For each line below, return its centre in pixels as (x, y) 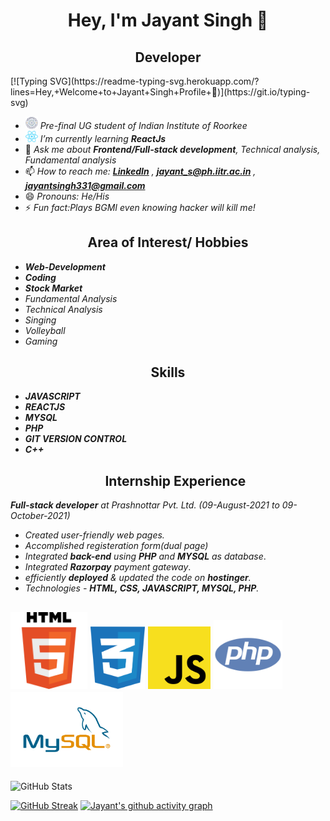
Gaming (41, 341)
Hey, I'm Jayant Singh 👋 (168, 20)
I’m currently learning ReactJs (103, 138)
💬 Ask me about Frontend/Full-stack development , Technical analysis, (172, 149)
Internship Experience (175, 480)
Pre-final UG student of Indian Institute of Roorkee (143, 125)
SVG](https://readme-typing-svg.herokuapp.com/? (154, 81)
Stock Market (53, 288)
